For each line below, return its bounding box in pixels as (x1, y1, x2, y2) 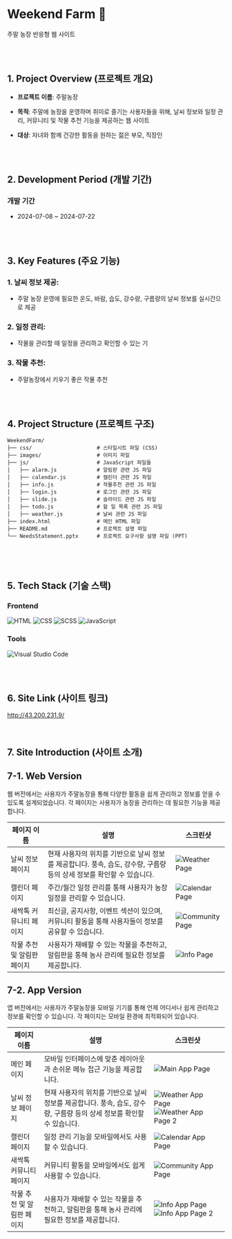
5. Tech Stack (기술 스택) (7, 579, 112, 591)
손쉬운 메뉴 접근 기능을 (52, 1065, 122, 1074)
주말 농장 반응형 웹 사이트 (7, 30, 76, 38)
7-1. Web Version (7, 770, 82, 782)
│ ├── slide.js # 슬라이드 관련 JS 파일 (7, 496, 157, 503)
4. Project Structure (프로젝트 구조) (7, 418, 155, 430)
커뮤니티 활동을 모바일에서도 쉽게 (43, 1161, 145, 1170)
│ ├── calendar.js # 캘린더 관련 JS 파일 (7, 473, 152, 480)
